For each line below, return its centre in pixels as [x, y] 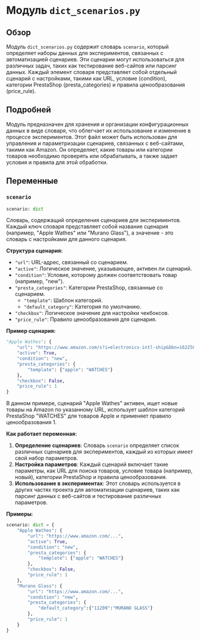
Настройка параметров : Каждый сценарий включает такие [91, 464]
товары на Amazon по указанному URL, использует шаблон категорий [96, 410]
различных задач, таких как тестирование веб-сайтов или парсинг [92, 66]
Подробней [29, 110]
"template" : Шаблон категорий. [63, 300]
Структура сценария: [35, 251]
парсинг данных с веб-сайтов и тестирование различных [88, 496]
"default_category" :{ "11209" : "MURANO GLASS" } [95, 608]
